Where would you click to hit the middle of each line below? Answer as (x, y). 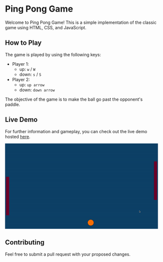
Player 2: (21, 79)
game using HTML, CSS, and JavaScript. (46, 27)
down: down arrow (37, 90)
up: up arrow (32, 85)
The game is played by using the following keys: (53, 54)
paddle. (13, 104)
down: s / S (30, 74)
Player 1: (20, 64)
